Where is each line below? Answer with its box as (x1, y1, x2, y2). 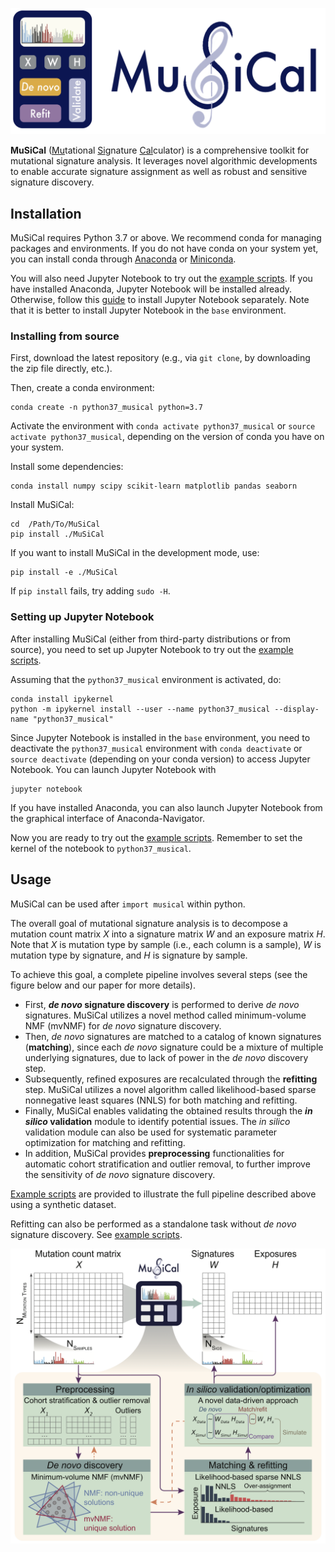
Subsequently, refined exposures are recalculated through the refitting (24, 1073, 318, 1085)
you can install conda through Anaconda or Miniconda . (10, 253, 237, 265)
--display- (274, 704, 320, 714)
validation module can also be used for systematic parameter (24, 1126, 278, 1138)
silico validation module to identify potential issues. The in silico (24, 1115, 291, 1127)
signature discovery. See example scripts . (10, 1228, 183, 1240)
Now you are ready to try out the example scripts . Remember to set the (10, 831, 303, 843)
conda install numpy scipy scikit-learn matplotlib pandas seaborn (10, 481, 298, 492)
